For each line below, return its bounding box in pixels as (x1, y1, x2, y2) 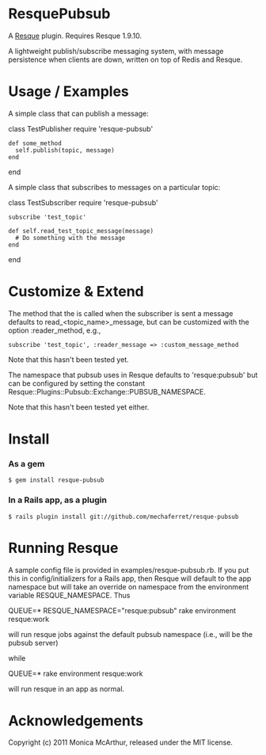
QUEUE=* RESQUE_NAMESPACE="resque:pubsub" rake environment (8, 605, 236, 615)
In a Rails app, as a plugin (8, 494, 107, 505)
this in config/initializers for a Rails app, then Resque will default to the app (8, 574, 252, 583)
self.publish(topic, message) (15, 146, 115, 154)
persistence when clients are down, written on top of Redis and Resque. (8, 55, 243, 64)
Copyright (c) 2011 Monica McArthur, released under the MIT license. (8, 738, 234, 747)
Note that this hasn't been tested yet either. (8, 402, 150, 412)
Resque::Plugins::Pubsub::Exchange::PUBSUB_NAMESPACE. (8, 387, 206, 396)
